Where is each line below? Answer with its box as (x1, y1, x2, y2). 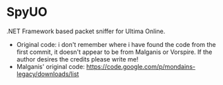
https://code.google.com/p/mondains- (86, 62, 196, 70)
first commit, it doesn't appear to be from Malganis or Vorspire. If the (16, 48, 213, 56)
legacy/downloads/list (16, 70, 79, 78)
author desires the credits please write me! (16, 55, 139, 63)
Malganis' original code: (16, 62, 86, 70)
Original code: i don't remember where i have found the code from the (16, 40, 217, 48)
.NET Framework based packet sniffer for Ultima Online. (6, 27, 166, 35)
